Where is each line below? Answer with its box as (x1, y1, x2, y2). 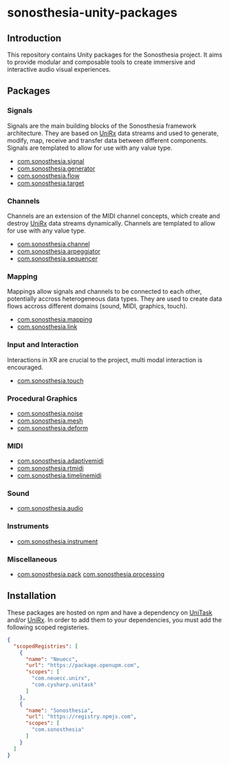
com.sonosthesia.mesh (17, 416, 84, 425)
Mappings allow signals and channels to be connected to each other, (7, 288, 202, 296)
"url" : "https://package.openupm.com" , (25, 662, 140, 669)
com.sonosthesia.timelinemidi (17, 471, 102, 480)
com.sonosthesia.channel (17, 239, 91, 248)
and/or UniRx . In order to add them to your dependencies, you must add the (7, 615, 222, 624)
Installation (7, 590, 56, 602)
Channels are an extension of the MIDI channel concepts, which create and (7, 212, 220, 220)
